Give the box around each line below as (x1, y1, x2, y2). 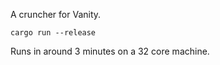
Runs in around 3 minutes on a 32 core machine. (10, 45, 210, 57)
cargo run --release (10, 28, 97, 38)
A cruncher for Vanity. (10, 9, 102, 20)
